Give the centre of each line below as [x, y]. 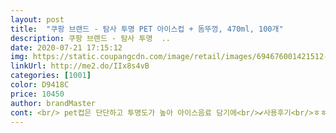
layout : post [37, 19]
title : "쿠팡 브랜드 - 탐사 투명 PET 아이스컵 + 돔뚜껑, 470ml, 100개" [147, 29]
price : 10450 [37, 94]
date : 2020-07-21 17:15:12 [66, 47]
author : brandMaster [53, 103]
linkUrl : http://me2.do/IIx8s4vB [80, 66]
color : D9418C [40, 85]
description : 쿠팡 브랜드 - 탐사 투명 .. [90, 38]
